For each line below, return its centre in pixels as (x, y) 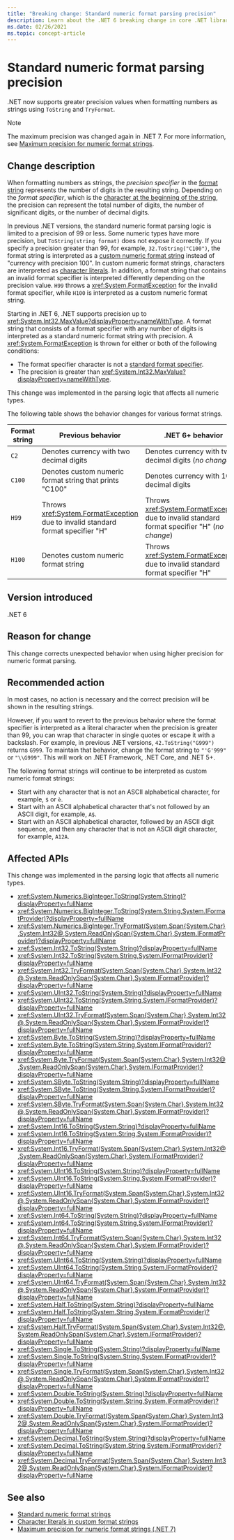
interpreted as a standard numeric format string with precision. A (100, 336)
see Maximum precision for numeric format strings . (81, 144)
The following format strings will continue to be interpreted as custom (107, 771)
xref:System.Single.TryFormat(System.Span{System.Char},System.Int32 (121, 1372)
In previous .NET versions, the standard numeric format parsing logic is (109, 226)
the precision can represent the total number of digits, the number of (106, 205)
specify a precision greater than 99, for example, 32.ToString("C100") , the (114, 248)
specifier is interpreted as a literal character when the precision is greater (112, 728)
